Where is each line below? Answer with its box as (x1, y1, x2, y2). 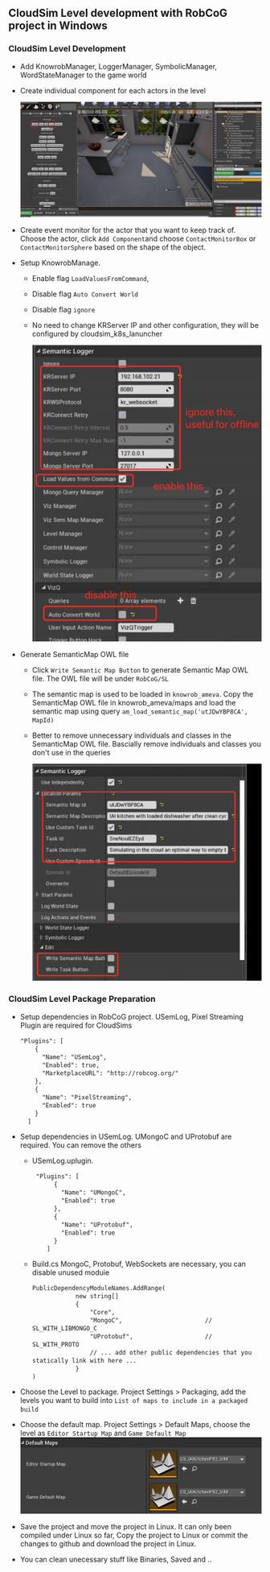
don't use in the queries (31, 747, 111, 757)
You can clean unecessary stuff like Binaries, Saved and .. (19, 1554, 212, 1564)
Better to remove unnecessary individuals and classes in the (31, 730, 231, 740)
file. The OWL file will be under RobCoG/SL (31, 673, 169, 683)
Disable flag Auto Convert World (31, 289, 139, 299)
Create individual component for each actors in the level (19, 85, 207, 95)
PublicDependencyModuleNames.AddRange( (31, 1284, 166, 1292)
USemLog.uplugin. (31, 1156, 94, 1165)
